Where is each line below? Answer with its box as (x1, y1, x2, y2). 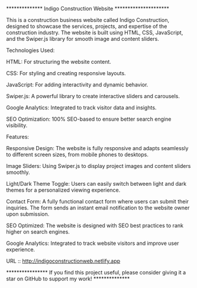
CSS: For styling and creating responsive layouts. (6, 70, 126, 76)
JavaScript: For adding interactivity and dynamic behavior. (6, 81, 148, 88)
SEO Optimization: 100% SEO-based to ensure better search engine (6, 115, 172, 122)
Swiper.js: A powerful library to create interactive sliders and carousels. (6, 93, 180, 99)
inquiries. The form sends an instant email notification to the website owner (6, 204, 190, 211)
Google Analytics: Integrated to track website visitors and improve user (6, 240, 179, 247)
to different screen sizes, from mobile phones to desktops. (6, 151, 149, 158)
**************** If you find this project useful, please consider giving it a (6, 269, 186, 276)
